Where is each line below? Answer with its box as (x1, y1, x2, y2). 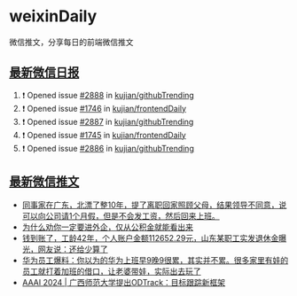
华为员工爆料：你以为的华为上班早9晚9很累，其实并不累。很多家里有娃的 (21, 254, 289, 265)
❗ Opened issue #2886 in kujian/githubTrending (21, 143, 195, 153)
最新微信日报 (9, 65, 80, 81)
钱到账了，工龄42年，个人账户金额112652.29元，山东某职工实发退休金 (21, 232, 279, 243)
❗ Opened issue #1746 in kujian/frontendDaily (21, 103, 187, 113)
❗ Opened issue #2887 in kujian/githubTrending (21, 116, 194, 127)
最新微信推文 (9, 175, 80, 190)
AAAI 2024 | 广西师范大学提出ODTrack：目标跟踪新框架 (21, 277, 226, 287)
